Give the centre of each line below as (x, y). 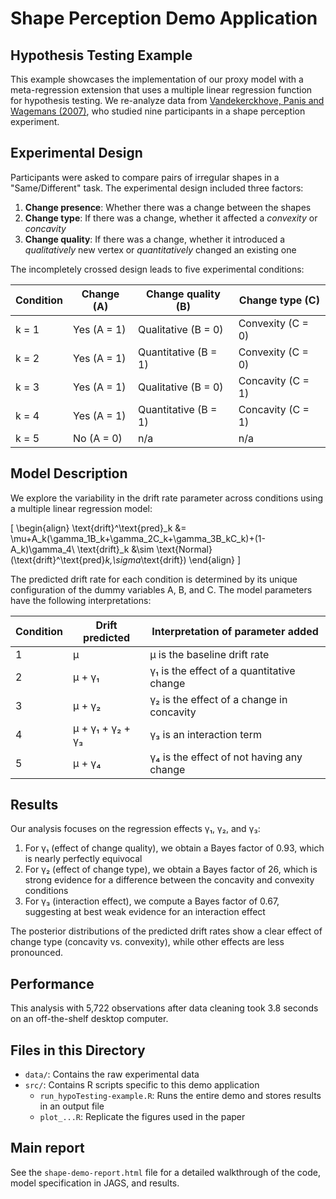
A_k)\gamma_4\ (42, 549)
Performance (52, 983)
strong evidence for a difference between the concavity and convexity (169, 880)
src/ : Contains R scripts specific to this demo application (142, 1085)
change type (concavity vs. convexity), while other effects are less (147, 942)
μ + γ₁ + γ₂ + (102, 728)
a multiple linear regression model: (81, 508)
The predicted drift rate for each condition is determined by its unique (154, 579)
